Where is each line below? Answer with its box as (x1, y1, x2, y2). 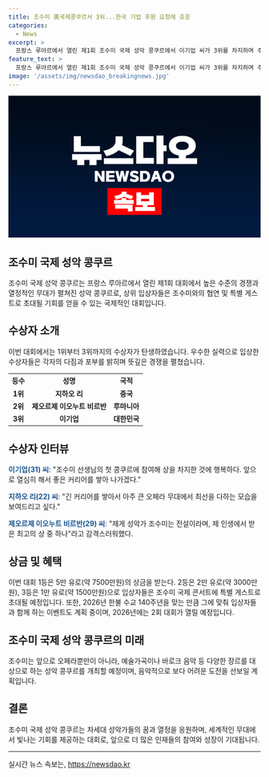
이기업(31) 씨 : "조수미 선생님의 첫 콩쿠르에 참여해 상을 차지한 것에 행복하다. (8, 465, 242, 475)
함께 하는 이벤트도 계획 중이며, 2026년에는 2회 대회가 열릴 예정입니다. (16, 608, 235, 617)
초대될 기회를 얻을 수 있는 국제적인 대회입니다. (22, 298, 167, 308)
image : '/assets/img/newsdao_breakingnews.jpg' (8, 72, 171, 80)
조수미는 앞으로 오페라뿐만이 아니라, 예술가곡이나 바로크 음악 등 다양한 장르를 (8, 656, 248, 666)
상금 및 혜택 (8, 554, 62, 569)
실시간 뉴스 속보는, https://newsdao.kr (8, 759, 130, 769)
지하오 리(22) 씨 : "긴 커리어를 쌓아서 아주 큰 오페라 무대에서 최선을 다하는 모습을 (8, 492, 258, 501)
